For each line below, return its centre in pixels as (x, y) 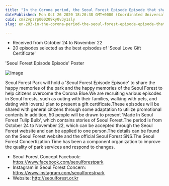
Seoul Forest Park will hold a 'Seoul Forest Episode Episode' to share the (80, 83)
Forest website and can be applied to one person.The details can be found (82, 131)
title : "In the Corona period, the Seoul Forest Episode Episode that (81, 10)
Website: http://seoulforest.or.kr (46, 178)
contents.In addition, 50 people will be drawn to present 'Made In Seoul (79, 115)
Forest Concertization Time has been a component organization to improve (83, 142)
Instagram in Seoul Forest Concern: (49, 167)
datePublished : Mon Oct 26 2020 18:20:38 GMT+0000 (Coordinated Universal (85, 15)
